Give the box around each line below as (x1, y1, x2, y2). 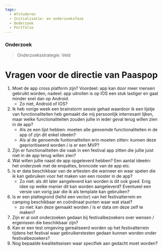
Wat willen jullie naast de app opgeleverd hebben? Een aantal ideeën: (12, 158, 151, 163)
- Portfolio (9, 25, 34, 30)
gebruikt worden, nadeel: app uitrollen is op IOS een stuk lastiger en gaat (12, 90, 159, 96)
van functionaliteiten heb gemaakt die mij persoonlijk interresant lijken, (12, 111, 154, 117)
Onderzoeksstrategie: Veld (17, 52, 71, 58)
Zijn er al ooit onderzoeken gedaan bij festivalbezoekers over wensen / (12, 215, 154, 220)
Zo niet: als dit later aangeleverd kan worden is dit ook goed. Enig (19, 179, 151, 184)
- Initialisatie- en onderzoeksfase (9, 16, 84, 21)
